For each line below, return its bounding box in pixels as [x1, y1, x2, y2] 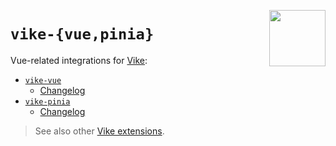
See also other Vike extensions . [34, 125, 165, 137]
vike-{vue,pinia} [10, 25, 155, 44]
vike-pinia [24, 96, 71, 107]
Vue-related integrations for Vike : [10, 54, 148, 66]
